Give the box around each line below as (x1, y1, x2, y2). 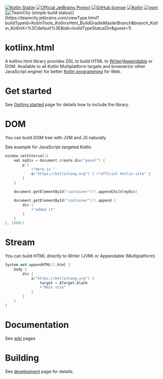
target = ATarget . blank (39, 280, 88, 285)
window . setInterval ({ (5, 153, 49, 158)
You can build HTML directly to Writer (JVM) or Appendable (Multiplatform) (5, 253, 155, 259)
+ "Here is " (31, 167, 55, 172)
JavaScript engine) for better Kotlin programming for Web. (5, 68, 121, 74)
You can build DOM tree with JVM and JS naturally (5, 134, 106, 140)
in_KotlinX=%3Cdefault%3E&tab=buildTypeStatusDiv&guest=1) (5, 25, 132, 31)
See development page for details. (5, 368, 74, 374)
